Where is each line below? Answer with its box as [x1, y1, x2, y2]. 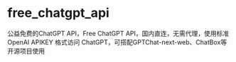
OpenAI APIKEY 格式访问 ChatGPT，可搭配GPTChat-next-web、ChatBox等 [7, 37, 227, 46]
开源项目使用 [7, 46, 45, 55]
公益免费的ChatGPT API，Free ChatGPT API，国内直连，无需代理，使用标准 [7, 29, 230, 37]
